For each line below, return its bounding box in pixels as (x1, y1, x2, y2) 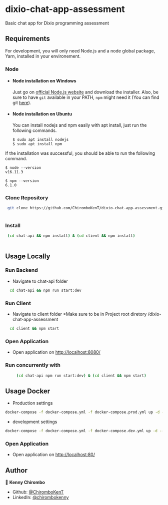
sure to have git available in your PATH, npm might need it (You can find (12, 94, 159, 100)
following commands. (12, 127, 57, 133)
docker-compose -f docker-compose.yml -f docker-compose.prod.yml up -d (5, 410, 160, 415)
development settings (12, 419, 57, 425)
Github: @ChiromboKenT (12, 489, 64, 495)
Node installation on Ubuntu (12, 111, 72, 117)
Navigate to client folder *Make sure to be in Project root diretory (12, 311, 147, 317)
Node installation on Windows (12, 78, 76, 84)
